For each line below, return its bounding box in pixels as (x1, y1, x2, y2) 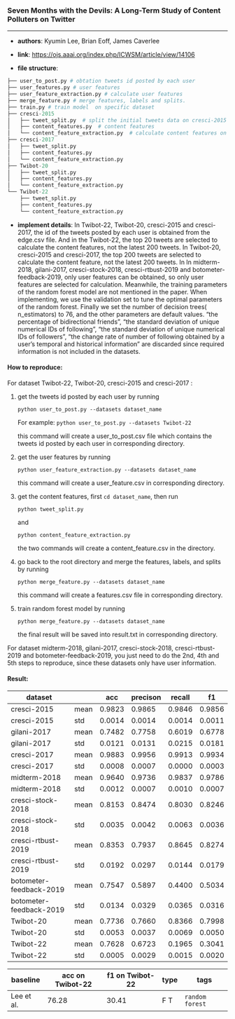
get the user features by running (17, 453, 111, 461)
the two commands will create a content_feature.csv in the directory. (17, 544, 215, 552)
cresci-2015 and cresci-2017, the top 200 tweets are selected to (17, 250, 201, 259)
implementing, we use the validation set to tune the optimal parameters (17, 295, 222, 303)
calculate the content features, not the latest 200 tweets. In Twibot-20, (17, 242, 222, 251)
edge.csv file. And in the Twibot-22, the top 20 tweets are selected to (17, 235, 218, 244)
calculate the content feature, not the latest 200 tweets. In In (17, 258, 192, 266)
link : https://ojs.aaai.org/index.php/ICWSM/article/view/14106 (17, 50, 195, 59)
